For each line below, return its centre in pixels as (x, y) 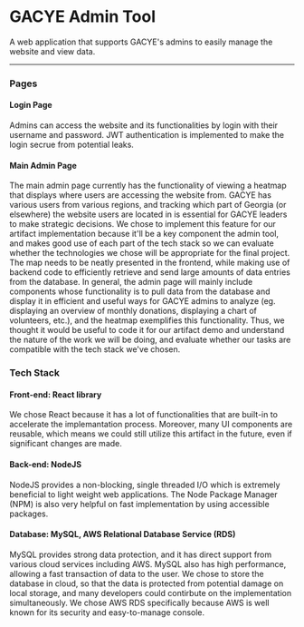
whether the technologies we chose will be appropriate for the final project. (150, 253)
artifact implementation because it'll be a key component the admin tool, (144, 234)
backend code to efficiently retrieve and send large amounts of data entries (150, 272)
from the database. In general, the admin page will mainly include (131, 282)
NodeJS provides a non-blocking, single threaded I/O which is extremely (145, 485)
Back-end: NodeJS (46, 464)
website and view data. (52, 51)
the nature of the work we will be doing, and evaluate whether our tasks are (150, 340)
